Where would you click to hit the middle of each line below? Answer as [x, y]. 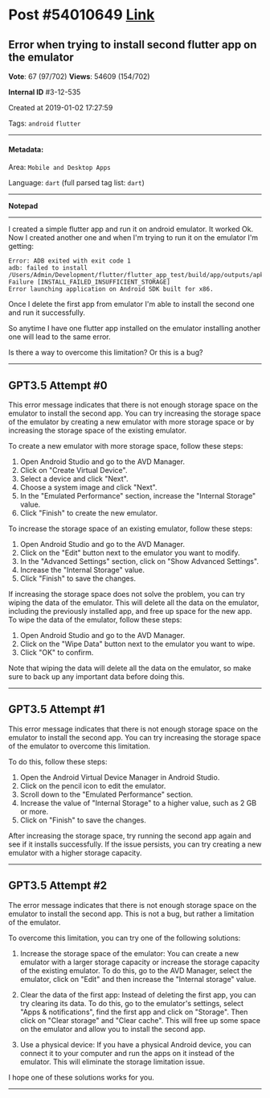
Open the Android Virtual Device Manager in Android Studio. [120, 777]
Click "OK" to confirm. [57, 653]
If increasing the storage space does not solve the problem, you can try [127, 595]
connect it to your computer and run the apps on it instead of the [127, 1053]
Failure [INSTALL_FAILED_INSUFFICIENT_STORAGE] [90, 282]
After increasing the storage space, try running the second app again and [130, 835]
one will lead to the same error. [59, 337]
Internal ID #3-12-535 [45, 92]
